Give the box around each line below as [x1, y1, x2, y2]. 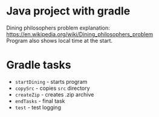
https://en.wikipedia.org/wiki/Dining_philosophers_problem [6, 30, 154, 37]
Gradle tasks [6, 58, 71, 72]
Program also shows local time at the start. [6, 37, 113, 44]
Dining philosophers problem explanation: [6, 24, 110, 31]
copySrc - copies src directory [15, 84, 90, 92]
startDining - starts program [15, 78, 88, 85]
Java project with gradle [6, 4, 131, 18]
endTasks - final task [15, 97, 65, 104]
